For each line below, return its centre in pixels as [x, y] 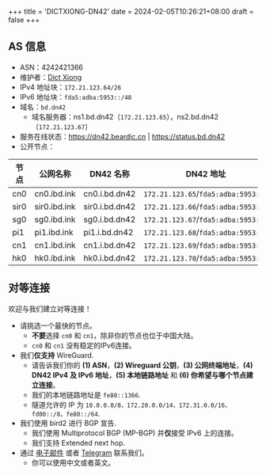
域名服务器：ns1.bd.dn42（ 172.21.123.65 [99, 116]
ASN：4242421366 [51, 67]
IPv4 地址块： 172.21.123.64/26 [70, 87]
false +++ [24, 20]
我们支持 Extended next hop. [78, 443]
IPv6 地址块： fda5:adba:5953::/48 [76, 97]
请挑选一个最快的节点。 [58, 325]
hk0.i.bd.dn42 [110, 258]
